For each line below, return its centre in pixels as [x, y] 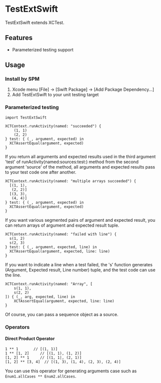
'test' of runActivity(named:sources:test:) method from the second [72, 162]
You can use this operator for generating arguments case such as [71, 371]
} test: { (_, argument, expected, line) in [51, 247]
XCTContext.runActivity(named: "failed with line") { [61, 234]
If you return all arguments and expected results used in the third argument [80, 156]
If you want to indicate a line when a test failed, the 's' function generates [79, 264]
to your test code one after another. [41, 172]
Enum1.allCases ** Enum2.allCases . [41, 376]
